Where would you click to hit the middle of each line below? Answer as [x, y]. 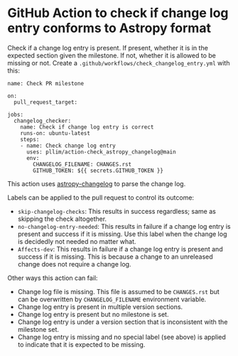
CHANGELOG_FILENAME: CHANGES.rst [82, 164]
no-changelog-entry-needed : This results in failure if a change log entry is [124, 226]
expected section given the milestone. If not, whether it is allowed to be [112, 55]
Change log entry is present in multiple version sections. [100, 306]
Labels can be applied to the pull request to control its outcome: [101, 198]
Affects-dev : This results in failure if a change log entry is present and [120, 249]
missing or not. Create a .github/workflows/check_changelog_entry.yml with [119, 63]
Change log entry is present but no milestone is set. [93, 314]
